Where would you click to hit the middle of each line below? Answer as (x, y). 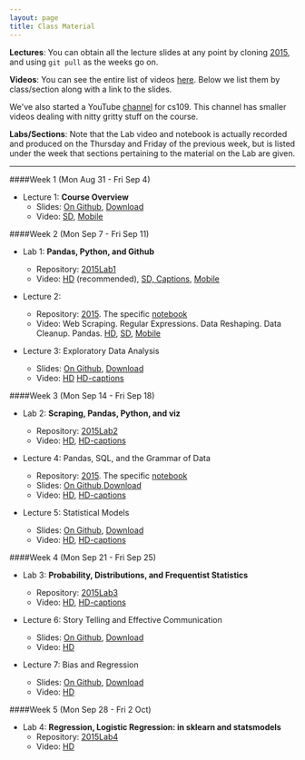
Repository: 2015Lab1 (76, 269)
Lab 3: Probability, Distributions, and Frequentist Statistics (135, 575)
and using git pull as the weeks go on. (84, 62)
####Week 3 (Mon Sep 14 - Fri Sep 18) (82, 395)
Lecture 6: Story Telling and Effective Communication (122, 619)
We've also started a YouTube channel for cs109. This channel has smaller (148, 106)
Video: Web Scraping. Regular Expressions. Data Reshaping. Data (158, 323)
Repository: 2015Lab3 (77, 592)
